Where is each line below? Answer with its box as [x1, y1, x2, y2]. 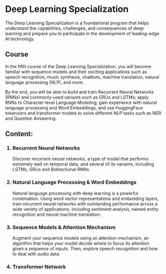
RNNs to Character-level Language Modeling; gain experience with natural [5, 99, 157, 105]
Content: [5, 130, 33, 138]
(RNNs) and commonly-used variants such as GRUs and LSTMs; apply [5, 94, 149, 100]
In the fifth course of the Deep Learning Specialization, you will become [5, 63, 152, 69]
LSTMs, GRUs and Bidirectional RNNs [12, 167, 89, 173]
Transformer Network [12, 263, 66, 270]
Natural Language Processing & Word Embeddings [12, 179, 137, 186]
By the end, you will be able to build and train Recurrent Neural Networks [5, 89, 154, 95]
